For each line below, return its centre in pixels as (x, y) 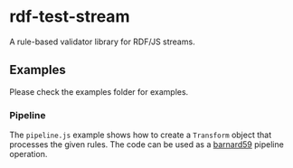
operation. (28, 154)
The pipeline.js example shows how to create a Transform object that (141, 135)
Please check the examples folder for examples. (99, 91)
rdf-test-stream (70, 17)
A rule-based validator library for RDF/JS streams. (103, 42)
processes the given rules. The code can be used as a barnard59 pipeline (147, 145)
